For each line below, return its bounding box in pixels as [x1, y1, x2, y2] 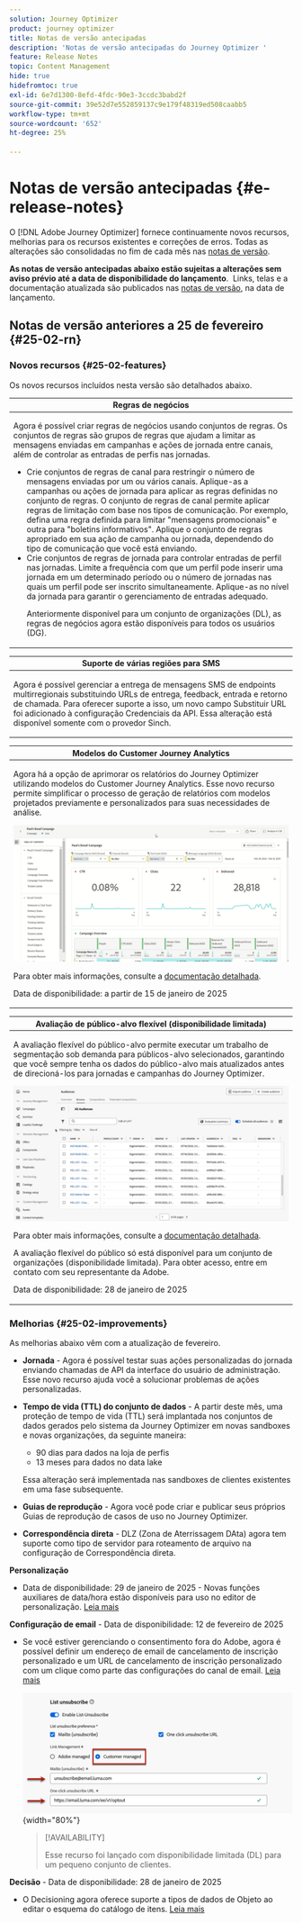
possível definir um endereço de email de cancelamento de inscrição [22, 1646, 279, 1657]
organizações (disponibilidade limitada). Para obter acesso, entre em [13, 1257, 268, 1268]
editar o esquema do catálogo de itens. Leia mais [22, 1903, 205, 1914]
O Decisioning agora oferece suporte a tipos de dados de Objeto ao [22, 1893, 273, 1904]
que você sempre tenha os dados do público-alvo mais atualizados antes [13, 1059, 285, 1070]
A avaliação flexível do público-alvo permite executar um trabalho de [13, 1040, 269, 1051]
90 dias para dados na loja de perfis [35, 1448, 170, 1458]
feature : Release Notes [9, 52, 99, 62]
